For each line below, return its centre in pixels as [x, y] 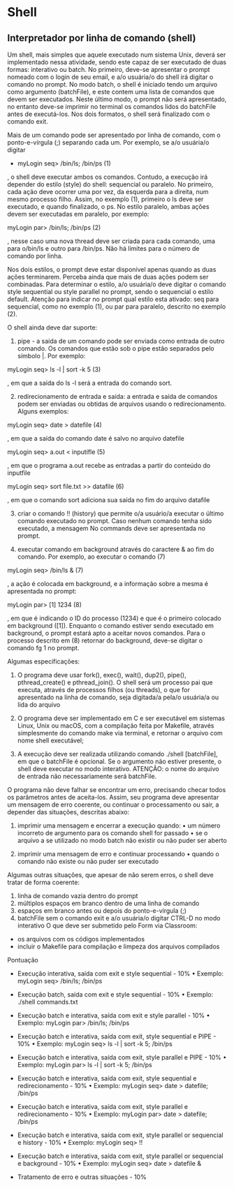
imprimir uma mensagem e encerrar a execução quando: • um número [119, 826]
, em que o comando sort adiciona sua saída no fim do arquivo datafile [109, 500]
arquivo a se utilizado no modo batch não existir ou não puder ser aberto [122, 840]
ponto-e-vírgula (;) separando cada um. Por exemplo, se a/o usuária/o [108, 142]
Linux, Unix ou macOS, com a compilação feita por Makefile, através [116, 726]
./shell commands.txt [47, 1002]
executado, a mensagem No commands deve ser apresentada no [111, 528]
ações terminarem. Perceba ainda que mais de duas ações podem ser [108, 277]
